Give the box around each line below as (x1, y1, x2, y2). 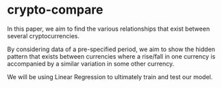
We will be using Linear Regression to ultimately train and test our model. (7, 72, 213, 80)
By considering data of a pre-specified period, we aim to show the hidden (7, 45, 216, 53)
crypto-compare (7, 2, 103, 18)
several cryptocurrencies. (7, 31, 80, 40)
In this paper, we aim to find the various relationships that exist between (7, 25, 210, 33)
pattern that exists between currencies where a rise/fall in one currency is (7, 52, 216, 60)
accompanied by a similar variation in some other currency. (7, 59, 175, 68)
